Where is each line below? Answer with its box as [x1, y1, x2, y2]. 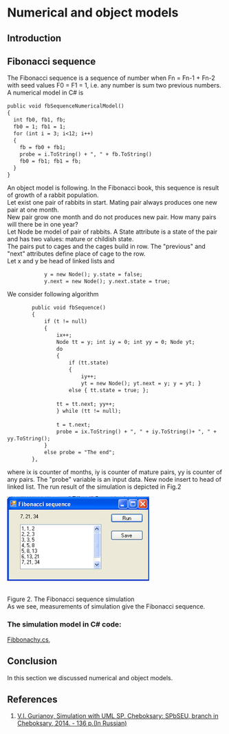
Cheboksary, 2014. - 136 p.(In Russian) [17, 719, 127, 728]
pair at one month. [7, 205, 60, 214]
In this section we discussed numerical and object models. [7, 673, 173, 682]
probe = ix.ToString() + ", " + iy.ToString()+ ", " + [56, 429, 217, 436]
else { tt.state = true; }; [68, 387, 149, 394]
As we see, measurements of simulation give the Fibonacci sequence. [7, 602, 206, 611]
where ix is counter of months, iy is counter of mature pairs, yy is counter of [7, 468, 222, 476]
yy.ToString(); [7, 436, 51, 442]
